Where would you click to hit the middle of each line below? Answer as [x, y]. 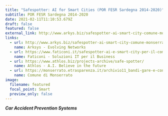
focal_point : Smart [30, 89]
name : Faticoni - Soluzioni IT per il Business [64, 56]
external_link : [21, 33]
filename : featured [30, 84]
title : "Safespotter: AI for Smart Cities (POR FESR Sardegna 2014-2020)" [85, 10]
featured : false [22, 29]
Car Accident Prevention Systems [41, 108]
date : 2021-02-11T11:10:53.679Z [39, 19]
